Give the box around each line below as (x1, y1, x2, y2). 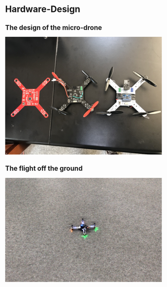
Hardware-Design (5, 3, 81, 15)
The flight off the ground (5, 164, 83, 173)
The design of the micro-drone (5, 23, 102, 32)
